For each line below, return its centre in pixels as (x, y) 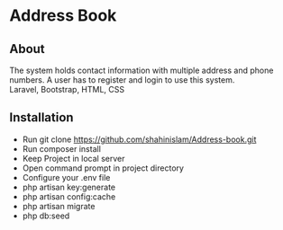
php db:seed (46, 216)
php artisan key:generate (69, 187)
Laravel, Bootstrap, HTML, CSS (67, 89)
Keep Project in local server (73, 158)
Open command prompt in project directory (103, 168)
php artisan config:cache (69, 196)
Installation (41, 118)
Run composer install (62, 148)
